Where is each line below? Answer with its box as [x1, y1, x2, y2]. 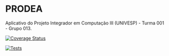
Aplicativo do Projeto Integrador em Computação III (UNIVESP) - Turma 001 [5, 20, 164, 26]
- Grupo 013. [5, 25, 32, 31]
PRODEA [5, 3, 43, 15]
